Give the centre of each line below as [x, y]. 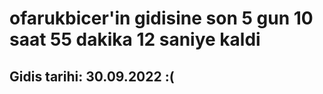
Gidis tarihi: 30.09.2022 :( [92, 76]
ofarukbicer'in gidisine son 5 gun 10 [161, 18]
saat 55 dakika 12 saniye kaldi [135, 39]
